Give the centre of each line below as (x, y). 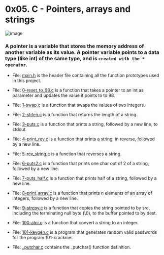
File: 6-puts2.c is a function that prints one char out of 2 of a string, (81, 164)
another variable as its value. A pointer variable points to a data (82, 52)
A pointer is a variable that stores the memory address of (75, 46)
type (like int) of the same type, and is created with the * (75, 58)
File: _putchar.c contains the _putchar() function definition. (72, 247)
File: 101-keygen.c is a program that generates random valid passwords (84, 232)
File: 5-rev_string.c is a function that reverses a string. (67, 154)
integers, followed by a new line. (45, 198)
